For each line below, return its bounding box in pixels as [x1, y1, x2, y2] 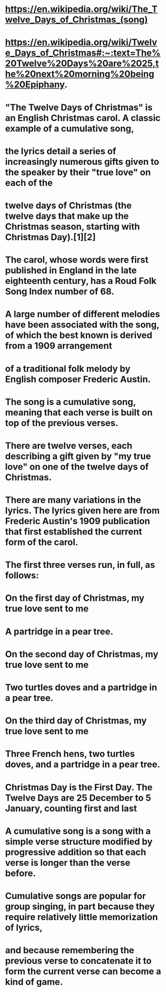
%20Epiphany [5, 79, 65, 90]
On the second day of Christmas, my [5, 648, 159, 660]
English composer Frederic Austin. [5, 373, 151, 385]
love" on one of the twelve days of [5, 461, 149, 472]
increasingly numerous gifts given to [5, 156, 160, 167]
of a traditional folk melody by [5, 363, 131, 374]
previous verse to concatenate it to [5, 955, 152, 967]
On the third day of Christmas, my [5, 715, 147, 726]
